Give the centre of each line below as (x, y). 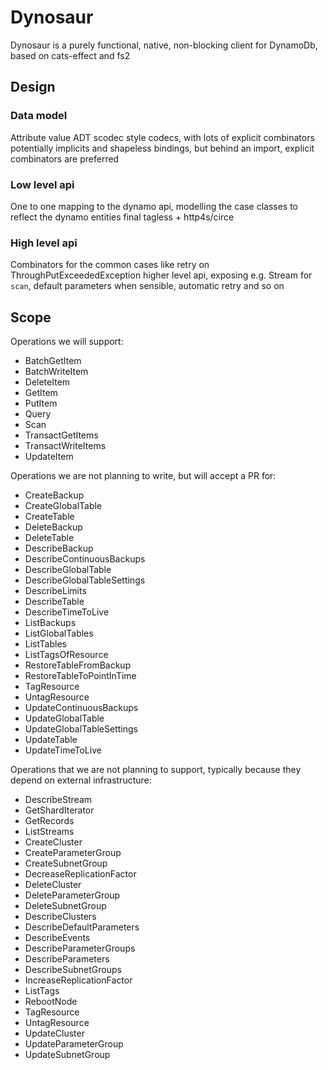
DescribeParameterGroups (80, 948)
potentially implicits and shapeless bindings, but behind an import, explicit (162, 148)
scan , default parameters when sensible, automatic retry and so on (147, 286)
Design (33, 87)
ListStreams (49, 832)
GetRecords (49, 821)
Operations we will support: (67, 342)
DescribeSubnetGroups (73, 970)
